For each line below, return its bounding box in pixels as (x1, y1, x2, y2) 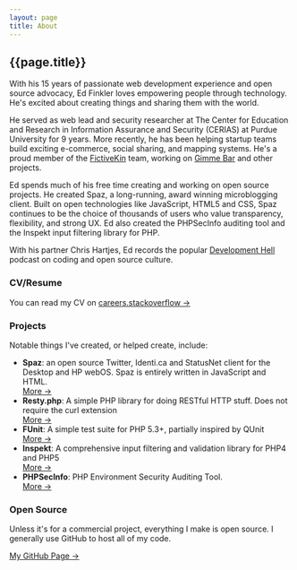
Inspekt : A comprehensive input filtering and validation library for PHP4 (21, 443, 286, 453)
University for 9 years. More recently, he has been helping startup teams (9, 134, 277, 144)
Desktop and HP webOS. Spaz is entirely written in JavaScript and (21, 367, 267, 377)
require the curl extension (21, 404, 118, 415)
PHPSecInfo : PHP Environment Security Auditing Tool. (21, 471, 224, 482)
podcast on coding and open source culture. (9, 255, 174, 265)
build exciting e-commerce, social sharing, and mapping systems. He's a (9, 143, 277, 154)
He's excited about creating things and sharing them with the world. (9, 98, 259, 108)
